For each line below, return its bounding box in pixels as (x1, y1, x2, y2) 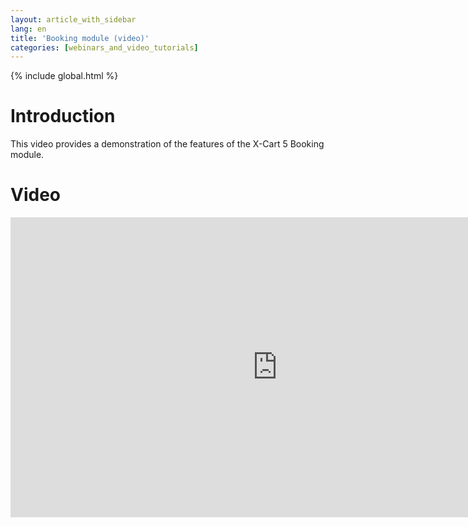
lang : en (10, 24, 47, 34)
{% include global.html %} (10, 70, 119, 82)
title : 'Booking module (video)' (10, 33, 150, 43)
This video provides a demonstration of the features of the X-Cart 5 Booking (10, 138, 325, 150)
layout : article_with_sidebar (10, 14, 137, 25)
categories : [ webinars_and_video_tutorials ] (10, 42, 199, 53)
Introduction (10, 105, 116, 128)
